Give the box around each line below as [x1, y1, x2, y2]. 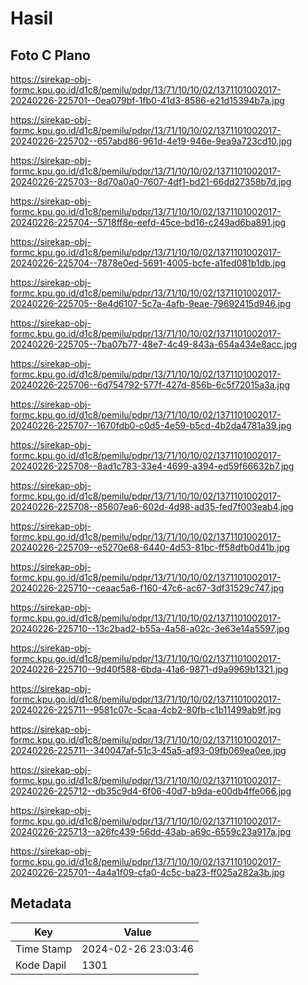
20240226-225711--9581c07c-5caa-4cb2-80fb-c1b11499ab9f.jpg [10, 704, 282, 716]
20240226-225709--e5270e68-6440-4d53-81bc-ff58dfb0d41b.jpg [10, 542, 290, 553]
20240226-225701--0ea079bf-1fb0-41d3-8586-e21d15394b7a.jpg [10, 95, 285, 106]
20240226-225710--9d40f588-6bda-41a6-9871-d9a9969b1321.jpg [10, 663, 289, 675]
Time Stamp [15, 942, 73, 956]
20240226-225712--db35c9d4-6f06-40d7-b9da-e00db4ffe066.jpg [10, 785, 292, 797]
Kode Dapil [15, 958, 67, 972]
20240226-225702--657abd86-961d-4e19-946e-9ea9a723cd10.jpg [10, 135, 293, 147]
